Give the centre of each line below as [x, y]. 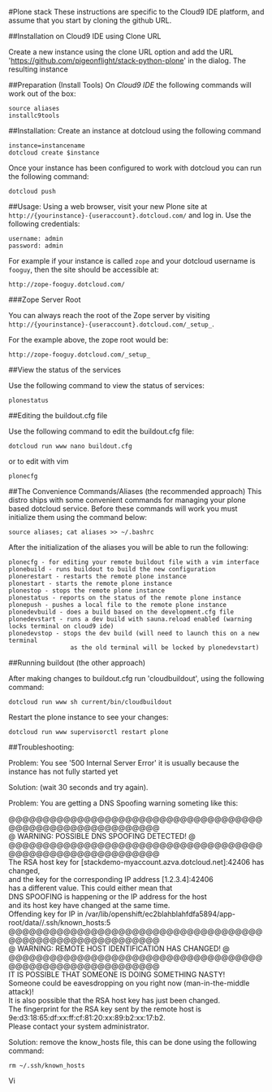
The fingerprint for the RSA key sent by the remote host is [105, 1009]
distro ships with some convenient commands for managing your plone [127, 500]
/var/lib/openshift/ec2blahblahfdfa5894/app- [160, 914]
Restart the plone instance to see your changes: [89, 717]
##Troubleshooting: [41, 747]
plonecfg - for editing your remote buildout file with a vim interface [134, 562]
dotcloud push [32, 191]
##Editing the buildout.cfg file [58, 415]
